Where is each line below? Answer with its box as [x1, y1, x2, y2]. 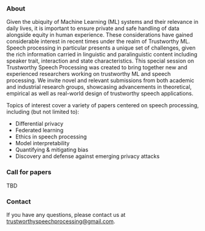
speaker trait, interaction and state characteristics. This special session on [6, 57, 195, 65]
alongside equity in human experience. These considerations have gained [6, 31, 193, 39]
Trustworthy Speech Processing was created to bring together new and [6, 64, 188, 71]
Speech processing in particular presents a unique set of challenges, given [6, 44, 196, 51]
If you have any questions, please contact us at [6, 211, 126, 218]
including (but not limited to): [6, 108, 80, 116]
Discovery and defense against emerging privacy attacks [15, 153, 160, 160]
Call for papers [6, 168, 52, 176]
